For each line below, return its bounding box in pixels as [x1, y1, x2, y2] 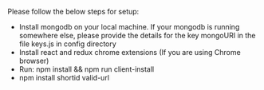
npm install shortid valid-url [18, 73, 109, 82]
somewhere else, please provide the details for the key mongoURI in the [18, 31, 256, 40]
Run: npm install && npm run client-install [18, 65, 155, 74]
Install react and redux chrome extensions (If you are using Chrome [18, 48, 241, 57]
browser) [18, 56, 49, 65]
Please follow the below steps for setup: [7, 7, 140, 16]
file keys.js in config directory [18, 39, 116, 49]
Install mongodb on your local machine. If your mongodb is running [18, 22, 240, 31]
